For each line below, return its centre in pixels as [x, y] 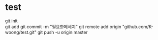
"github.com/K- [138, 27]
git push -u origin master [63, 32]
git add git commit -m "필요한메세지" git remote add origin [63, 27]
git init [12, 21]
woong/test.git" [21, 32]
